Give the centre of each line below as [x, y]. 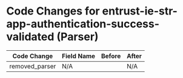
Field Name [78, 56]
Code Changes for [53, 11]
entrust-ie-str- [140, 11]
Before [111, 56]
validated [30, 37]
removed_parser [33, 66]
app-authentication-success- [83, 24]
